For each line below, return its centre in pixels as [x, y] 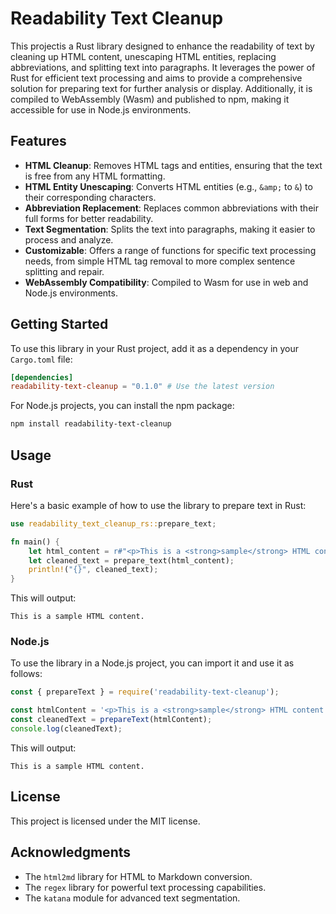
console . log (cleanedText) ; [66, 729]
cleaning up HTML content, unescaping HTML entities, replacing [143, 56]
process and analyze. [69, 239]
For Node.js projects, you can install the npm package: [122, 406]
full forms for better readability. [89, 218]
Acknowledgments [71, 852]
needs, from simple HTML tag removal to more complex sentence [160, 261]
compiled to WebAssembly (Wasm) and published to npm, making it [150, 99]
